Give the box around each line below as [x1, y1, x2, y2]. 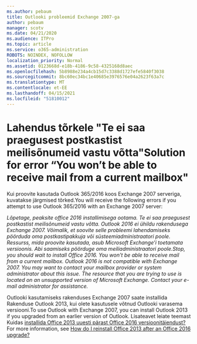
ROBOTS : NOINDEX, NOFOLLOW [6, 52, 73, 58]
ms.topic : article [6, 42, 52, 47]
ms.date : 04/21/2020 [6, 30, 57, 36]
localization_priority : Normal [6, 57, 83, 63]
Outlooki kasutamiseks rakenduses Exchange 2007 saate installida [6, 294, 168, 301]
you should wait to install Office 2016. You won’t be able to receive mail [6, 251, 179, 258]
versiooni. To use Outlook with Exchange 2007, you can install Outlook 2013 [6, 306, 188, 314]
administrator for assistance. [18, 282, 89, 289]
